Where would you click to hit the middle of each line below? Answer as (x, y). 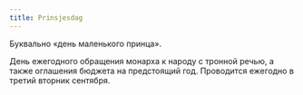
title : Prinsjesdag (46, 18)
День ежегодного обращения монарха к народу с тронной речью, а (142, 61)
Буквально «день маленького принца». (85, 43)
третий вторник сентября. (60, 80)
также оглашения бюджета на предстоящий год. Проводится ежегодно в (152, 71)
